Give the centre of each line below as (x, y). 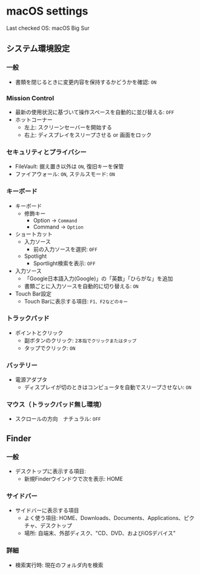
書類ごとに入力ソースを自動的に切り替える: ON (81, 286)
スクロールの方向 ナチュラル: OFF (58, 419)
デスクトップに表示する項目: (50, 471)
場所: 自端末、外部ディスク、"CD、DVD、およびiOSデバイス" (100, 533)
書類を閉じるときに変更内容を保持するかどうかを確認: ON (86, 82)
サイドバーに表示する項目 (47, 510)
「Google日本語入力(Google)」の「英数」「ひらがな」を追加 (98, 278)
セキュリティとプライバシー (46, 152)
